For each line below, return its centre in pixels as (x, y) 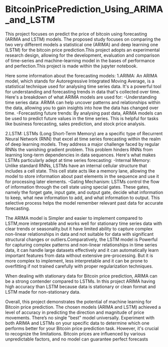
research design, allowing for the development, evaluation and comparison (82, 55)
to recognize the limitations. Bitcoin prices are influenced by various (75, 333)
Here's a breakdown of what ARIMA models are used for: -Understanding (81, 97)
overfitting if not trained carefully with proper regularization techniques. (79, 266)
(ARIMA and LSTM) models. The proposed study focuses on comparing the (83, 39)
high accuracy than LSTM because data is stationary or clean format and (80, 286)
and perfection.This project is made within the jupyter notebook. (71, 66)
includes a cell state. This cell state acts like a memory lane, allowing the (80, 171)
